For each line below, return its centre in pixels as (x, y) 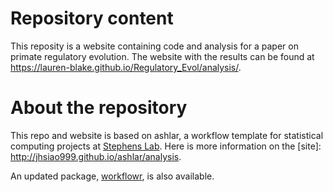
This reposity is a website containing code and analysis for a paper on (154, 46)
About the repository (99, 108)
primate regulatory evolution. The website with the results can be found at (162, 56)
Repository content (92, 18)
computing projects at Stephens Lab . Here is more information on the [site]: (166, 146)
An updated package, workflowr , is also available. (112, 176)
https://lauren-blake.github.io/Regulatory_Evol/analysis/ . (126, 67)
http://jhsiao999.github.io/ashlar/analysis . (96, 156)
